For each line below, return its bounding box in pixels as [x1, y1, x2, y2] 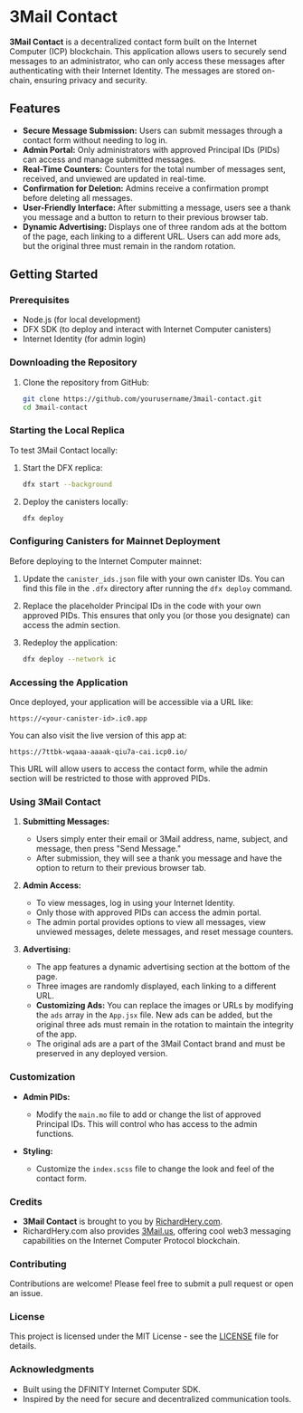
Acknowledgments [9, 1363, 95, 1376]
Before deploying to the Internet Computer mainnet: [9, 555, 202, 567]
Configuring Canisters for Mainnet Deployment [9, 535, 221, 548]
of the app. [35, 1029, 78, 1040]
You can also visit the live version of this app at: [9, 730, 187, 740]
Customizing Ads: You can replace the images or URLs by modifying [35, 1000, 294, 1011]
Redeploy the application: [22, 636, 118, 648]
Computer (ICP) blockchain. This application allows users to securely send [9, 45, 287, 56]
